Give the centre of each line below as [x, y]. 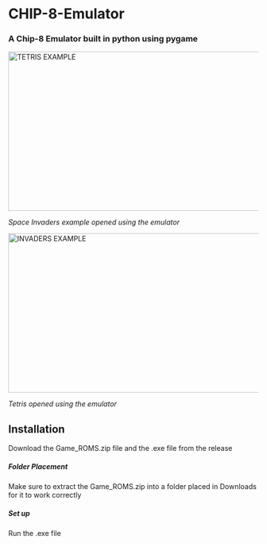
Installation [37, 429]
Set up [19, 513]
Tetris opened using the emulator [63, 404]
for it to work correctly [45, 495]
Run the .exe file [35, 534]
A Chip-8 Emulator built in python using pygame [103, 39]
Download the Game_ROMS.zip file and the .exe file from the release [120, 448]
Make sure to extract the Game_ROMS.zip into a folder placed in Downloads [132, 487]
